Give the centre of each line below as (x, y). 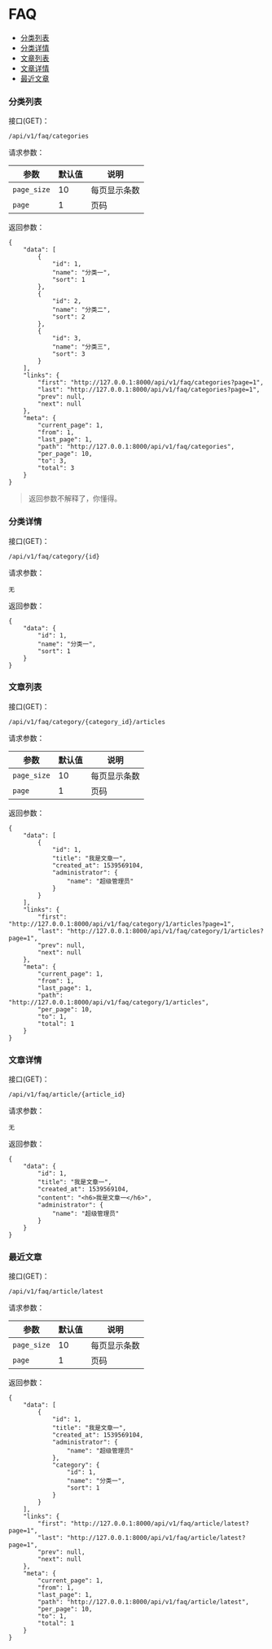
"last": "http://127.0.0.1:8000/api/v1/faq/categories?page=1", (149, 390)
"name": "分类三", (81, 347)
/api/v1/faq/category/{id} (54, 556)
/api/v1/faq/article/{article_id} (67, 1095)
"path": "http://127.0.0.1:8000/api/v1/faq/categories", (136, 447)
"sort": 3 (68, 354)
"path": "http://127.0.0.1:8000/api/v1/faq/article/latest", (144, 1602)
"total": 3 (56, 468)
